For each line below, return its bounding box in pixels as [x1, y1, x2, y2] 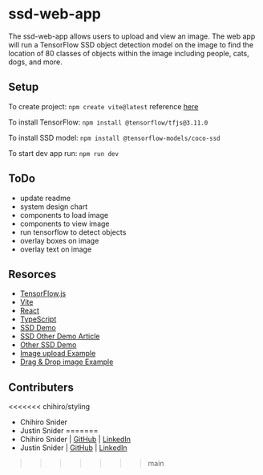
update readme [19, 193, 71, 203]
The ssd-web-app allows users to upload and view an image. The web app [8, 31, 256, 41]
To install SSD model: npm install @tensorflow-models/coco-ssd [8, 133, 221, 142]
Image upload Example [19, 349, 96, 358]
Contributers [8, 380, 75, 394]
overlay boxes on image [19, 235, 99, 245]
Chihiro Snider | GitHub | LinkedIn [19, 435, 131, 444]
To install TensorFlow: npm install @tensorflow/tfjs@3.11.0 [8, 117, 208, 127]
